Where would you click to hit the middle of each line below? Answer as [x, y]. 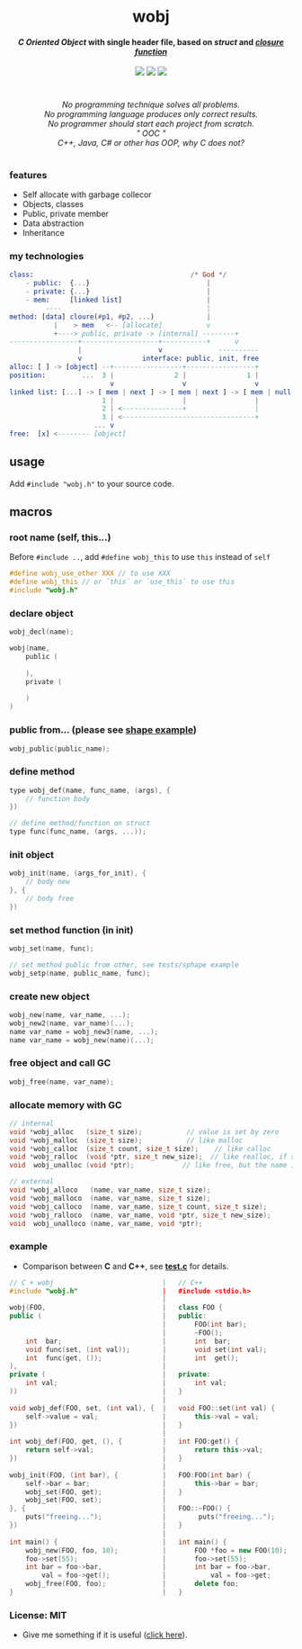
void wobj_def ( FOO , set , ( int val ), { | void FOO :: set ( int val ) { [142, 1408]
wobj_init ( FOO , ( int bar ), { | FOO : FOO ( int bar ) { [130, 1475]
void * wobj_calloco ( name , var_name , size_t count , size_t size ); [138, 1207]
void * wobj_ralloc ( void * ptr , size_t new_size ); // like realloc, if [148, 1157]
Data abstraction [53, 223]
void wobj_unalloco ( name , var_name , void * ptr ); [106, 1223]
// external [31, 1182]
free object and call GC [60, 1063]
